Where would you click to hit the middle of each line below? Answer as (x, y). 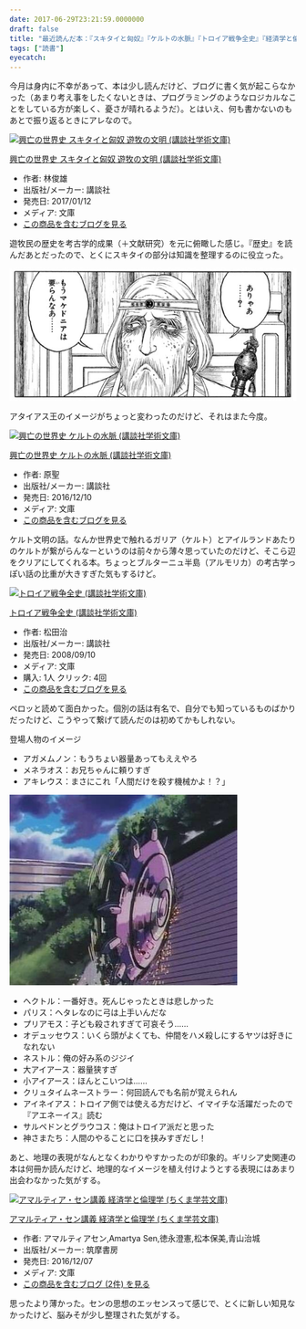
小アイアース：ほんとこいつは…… (85, 1081)
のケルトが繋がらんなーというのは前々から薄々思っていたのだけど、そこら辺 (153, 550)
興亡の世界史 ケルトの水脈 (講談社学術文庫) (91, 455)
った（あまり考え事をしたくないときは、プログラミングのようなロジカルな (149, 98)
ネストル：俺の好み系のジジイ (78, 1058)
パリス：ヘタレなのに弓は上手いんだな (94, 1012)
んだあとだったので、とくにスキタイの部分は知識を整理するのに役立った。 (149, 255)
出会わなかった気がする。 (57, 1180)
